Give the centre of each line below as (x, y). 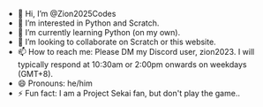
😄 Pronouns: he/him (55, 83)
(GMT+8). (35, 74)
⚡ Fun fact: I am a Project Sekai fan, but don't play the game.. (129, 93)
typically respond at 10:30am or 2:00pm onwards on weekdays (132, 65)
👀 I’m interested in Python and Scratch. (88, 23)
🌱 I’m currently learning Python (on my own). (99, 32)
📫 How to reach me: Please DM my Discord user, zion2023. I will (136, 52)
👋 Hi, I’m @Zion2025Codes (67, 14)
